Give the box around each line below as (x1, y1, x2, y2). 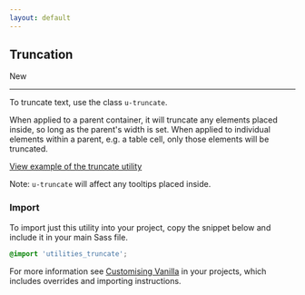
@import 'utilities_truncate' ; (9, 249, 128, 259)
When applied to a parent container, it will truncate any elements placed (9, 114, 279, 125)
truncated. (9, 143, 48, 154)
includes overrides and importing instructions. (9, 275, 182, 286)
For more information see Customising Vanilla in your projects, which (9, 265, 267, 277)
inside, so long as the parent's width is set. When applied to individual (9, 124, 271, 135)
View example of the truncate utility (9, 161, 143, 172)
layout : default (9, 13, 71, 23)
